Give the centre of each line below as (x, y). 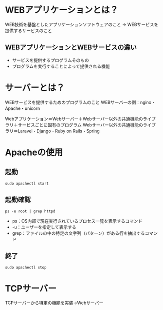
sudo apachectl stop (26, 268)
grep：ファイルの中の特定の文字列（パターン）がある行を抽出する (78, 233)
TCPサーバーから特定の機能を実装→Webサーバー (54, 303)
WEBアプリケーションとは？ (62, 10)
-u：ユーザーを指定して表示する (44, 227)
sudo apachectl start (27, 184)
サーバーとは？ (35, 88)
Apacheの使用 (34, 152)
